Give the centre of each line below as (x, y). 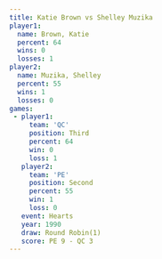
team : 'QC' (49, 125)
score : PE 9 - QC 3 (57, 241)
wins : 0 (32, 51)
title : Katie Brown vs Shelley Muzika (81, 17)
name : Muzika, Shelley (59, 76)
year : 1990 (41, 224)
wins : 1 (32, 92)
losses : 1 (35, 59)
